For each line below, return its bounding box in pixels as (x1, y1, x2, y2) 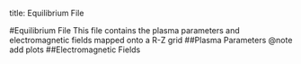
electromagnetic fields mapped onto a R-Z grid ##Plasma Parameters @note (9, 35, 293, 45)
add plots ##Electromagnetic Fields (9, 44, 141, 55)
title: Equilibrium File (9, 8, 84, 18)
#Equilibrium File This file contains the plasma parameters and (9, 25, 240, 35)
